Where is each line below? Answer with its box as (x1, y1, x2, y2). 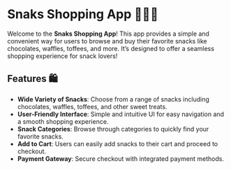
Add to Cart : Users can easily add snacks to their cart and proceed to (17, 139, 218, 148)
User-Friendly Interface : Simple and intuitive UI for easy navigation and (17, 110, 225, 118)
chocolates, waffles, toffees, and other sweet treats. (17, 102, 167, 111)
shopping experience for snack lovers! (7, 52, 118, 60)
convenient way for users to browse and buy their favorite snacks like (7, 36, 207, 45)
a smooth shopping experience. (17, 117, 109, 125)
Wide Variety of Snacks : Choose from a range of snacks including (17, 94, 209, 104)
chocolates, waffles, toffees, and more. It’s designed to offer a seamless (7, 44, 215, 52)
